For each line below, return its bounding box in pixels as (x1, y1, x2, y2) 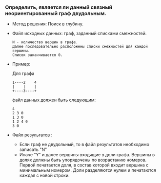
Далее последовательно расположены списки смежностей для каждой (12, 44, 148, 49)
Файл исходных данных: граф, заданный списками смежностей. (12, 31, 147, 37)
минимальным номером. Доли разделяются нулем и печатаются (19, 167, 156, 173)
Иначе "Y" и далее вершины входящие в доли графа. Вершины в (19, 152, 155, 158)
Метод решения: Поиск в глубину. (12, 21, 84, 27)
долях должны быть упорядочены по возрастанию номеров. (19, 157, 147, 163)
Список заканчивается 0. (12, 53, 63, 57)
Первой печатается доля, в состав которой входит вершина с (19, 162, 149, 168)
